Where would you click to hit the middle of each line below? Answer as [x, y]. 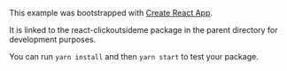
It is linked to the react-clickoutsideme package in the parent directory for [143, 30]
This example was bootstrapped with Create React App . [111, 13]
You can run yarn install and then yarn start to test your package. [134, 56]
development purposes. [53, 39]
